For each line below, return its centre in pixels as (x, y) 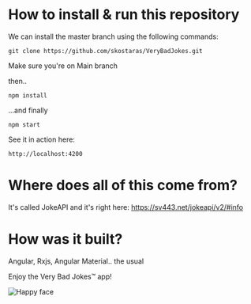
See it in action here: (41, 139)
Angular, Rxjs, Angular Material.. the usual (76, 261)
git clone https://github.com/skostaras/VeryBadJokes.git (105, 51)
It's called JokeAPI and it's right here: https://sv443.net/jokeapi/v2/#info (126, 207)
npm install (28, 95)
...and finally (28, 110)
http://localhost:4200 (45, 154)
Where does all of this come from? (123, 186)
